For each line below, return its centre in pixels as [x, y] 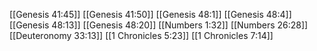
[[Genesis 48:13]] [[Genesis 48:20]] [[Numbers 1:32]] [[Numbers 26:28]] [159, 25]
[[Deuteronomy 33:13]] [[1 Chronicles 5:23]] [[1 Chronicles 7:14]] [141, 35]
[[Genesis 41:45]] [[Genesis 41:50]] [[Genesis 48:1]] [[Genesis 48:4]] [150, 14]
